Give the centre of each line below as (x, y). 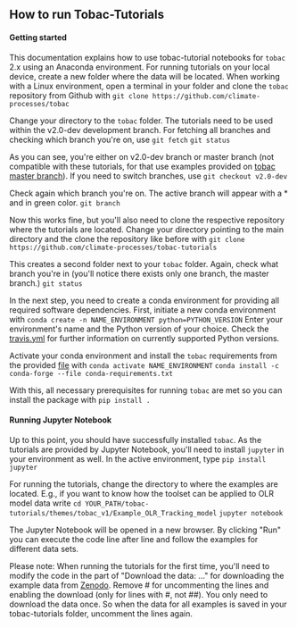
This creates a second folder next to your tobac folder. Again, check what (144, 264)
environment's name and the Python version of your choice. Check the (139, 329)
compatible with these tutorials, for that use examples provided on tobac (143, 166)
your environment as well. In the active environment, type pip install (138, 458)
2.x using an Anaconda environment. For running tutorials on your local (140, 67)
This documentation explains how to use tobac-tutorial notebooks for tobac (148, 57)
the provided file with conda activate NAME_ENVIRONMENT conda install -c (144, 364)
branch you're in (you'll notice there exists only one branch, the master (139, 273)
